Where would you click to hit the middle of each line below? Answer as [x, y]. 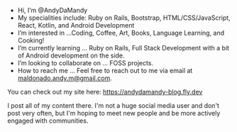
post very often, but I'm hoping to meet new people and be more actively [114, 113]
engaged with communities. [48, 121]
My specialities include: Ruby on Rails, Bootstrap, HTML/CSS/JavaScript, [124, 18]
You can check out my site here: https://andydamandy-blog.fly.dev [105, 92]
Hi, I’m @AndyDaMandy [53, 10]
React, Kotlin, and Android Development [76, 25]
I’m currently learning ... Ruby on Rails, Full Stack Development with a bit [123, 48]
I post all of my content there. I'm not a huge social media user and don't [114, 105]
